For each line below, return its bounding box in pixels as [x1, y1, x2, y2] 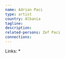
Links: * [5, 48, 21, 54]
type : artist [5, 12, 32, 17]
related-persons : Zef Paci [5, 30, 61, 35]
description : [5, 26, 32, 30]
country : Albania [5, 16, 41, 21]
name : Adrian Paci [5, 7, 43, 12]
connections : [5, 35, 32, 40]
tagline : [5, 21, 23, 26]
